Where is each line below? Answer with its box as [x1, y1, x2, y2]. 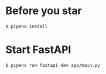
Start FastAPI [5, 43, 71, 56]
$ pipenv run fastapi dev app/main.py [5, 62, 100, 68]
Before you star [5, 4, 83, 18]
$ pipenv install [5, 23, 48, 29]
